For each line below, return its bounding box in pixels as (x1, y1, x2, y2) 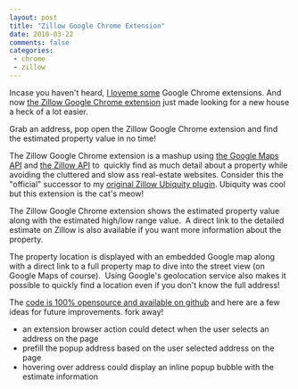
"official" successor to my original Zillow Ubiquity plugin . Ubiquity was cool (9, 178, 286, 189)
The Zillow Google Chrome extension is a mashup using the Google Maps (9, 150, 279, 161)
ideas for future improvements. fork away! (9, 306, 164, 317)
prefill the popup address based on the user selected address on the (21, 343, 275, 353)
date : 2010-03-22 (9, 29, 74, 38)
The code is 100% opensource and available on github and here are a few (9, 296, 280, 308)
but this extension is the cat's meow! (9, 188, 145, 199)
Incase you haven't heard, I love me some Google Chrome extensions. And (9, 87, 282, 98)
